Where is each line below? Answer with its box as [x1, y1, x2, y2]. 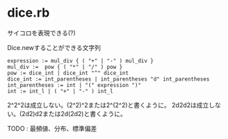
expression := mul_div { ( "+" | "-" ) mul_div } [7, 57, 154, 64]
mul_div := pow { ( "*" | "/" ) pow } [7, 63, 123, 70]
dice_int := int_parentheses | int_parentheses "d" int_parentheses [7, 75, 210, 83]
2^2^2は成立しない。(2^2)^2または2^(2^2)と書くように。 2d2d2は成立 [7, 101, 209, 109]
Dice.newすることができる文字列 [7, 43, 101, 51]
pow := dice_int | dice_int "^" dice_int [7, 69, 129, 76]
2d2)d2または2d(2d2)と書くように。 [22, 109, 127, 117]
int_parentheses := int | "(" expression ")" [7, 81, 141, 88]
